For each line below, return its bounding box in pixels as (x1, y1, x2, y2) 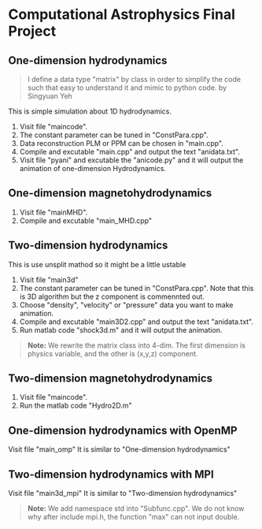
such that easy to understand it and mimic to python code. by (27, 83, 227, 92)
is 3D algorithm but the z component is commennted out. (19, 292, 205, 301)
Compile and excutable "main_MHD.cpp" (19, 215, 152, 225)
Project (8, 22, 57, 40)
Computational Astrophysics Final (8, 6, 236, 24)
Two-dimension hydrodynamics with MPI (8, 468, 214, 481)
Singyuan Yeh (27, 91, 73, 100)
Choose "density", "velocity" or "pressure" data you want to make (19, 300, 234, 309)
